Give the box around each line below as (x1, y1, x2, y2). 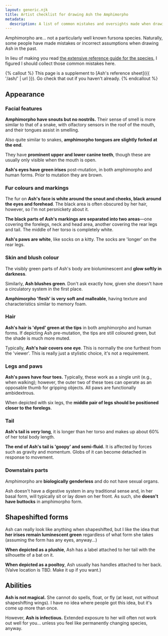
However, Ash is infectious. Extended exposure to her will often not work (5, 615, 156, 621)
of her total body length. (5, 434, 55, 440)
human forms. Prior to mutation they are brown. (5, 172, 103, 178)
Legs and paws (5, 363, 43, 370)
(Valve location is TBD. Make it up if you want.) (5, 567, 101, 573)
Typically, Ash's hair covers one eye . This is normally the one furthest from (5, 345, 161, 351)
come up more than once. (5, 605, 58, 611)
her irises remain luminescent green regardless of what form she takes (5, 532, 153, 538)
